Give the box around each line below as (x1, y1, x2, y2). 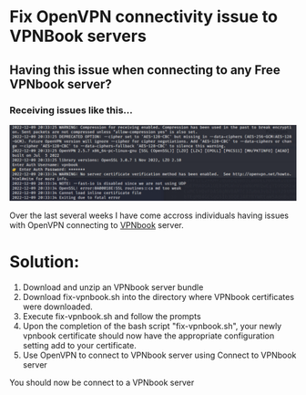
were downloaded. (22, 301, 93, 312)
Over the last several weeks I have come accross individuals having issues (9, 210, 290, 221)
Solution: (9, 252, 80, 273)
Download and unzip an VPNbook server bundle (22, 282, 204, 293)
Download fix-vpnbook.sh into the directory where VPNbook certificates (22, 292, 294, 303)
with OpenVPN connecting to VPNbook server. (9, 220, 184, 231)
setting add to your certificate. (22, 340, 137, 351)
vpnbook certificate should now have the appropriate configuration (22, 330, 275, 341)
